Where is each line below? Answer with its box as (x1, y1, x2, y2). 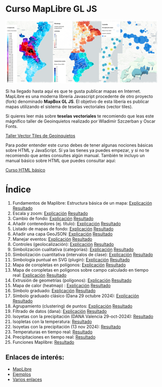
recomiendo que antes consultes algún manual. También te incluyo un (5, 153, 145, 159)
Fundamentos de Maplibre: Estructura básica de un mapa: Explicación (12, 200, 152, 206)
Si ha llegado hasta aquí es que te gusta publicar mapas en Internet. (5, 88, 141, 94)
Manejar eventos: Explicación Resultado (12, 236, 92, 242)
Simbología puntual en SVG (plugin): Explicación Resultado (12, 257, 130, 263)
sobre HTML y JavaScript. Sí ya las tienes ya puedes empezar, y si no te (5, 147, 149, 153)
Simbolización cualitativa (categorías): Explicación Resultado (12, 246, 134, 253)
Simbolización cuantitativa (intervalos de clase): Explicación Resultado (12, 252, 153, 258)
